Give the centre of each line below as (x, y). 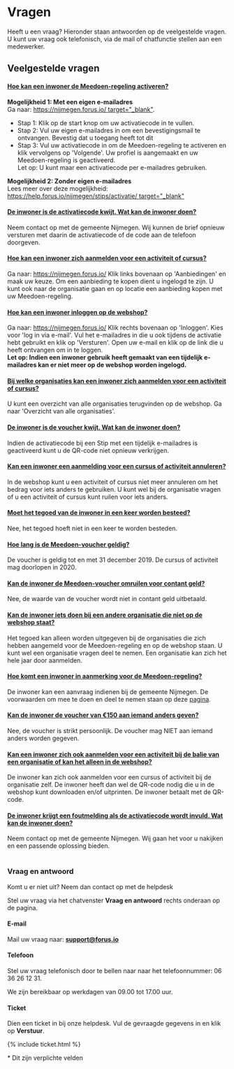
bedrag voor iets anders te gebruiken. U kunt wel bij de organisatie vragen (114, 489)
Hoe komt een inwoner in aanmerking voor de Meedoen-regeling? (105, 677)
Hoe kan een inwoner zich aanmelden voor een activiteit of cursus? (107, 258)
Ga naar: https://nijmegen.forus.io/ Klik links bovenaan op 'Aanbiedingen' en (117, 274)
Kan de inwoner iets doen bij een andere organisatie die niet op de (105, 615)
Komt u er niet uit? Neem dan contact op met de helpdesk (90, 886)
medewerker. (26, 46)
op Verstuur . (26, 1031)
